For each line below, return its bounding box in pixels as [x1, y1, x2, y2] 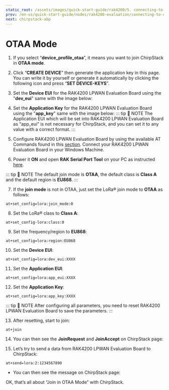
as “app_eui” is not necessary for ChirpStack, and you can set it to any [13, 121, 159, 127]
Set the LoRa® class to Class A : [13, 210, 79, 216]
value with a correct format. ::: [13, 126, 76, 133]
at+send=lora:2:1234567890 [6, 361, 62, 366]
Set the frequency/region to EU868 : [13, 229, 87, 235]
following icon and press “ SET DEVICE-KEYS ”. [13, 81, 110, 87]
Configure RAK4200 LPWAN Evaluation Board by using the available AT [13, 136, 161, 142]
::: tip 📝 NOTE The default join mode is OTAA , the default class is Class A [6, 171, 157, 178]
